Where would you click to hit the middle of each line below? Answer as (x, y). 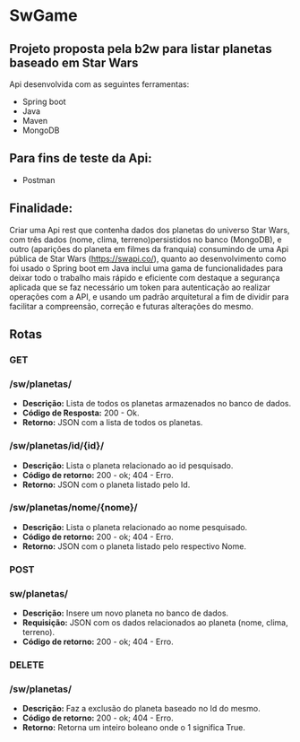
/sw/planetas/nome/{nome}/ (73, 508)
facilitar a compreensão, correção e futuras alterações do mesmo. (131, 306)
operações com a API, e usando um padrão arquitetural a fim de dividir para (149, 296)
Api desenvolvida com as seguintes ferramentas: (99, 84)
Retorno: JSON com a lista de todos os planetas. (112, 423)
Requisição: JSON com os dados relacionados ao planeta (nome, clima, (155, 623)
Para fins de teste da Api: (81, 158)
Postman (39, 179)
